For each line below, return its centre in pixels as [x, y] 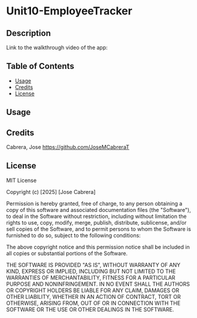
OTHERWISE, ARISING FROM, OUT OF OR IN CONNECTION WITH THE [93, 303]
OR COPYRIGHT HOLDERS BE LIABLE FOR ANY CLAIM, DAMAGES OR [93, 290]
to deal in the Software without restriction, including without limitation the [96, 216]
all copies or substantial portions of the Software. [67, 253]
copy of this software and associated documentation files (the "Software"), [99, 210]
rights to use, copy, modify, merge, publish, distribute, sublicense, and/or [96, 222]
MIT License [22, 180]
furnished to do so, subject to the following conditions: [73, 235]
